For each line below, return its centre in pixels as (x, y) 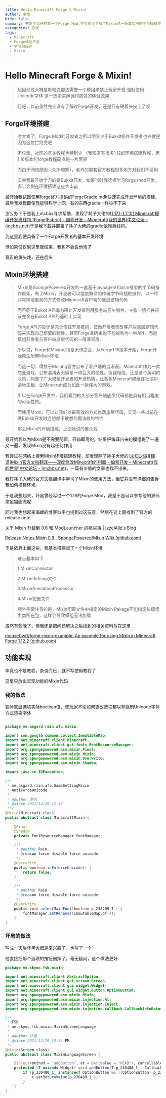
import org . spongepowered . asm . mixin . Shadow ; (52, 763)
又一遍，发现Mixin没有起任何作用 (39, 446)
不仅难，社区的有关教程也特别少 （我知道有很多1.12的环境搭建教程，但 (88, 153)
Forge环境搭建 (27, 123)
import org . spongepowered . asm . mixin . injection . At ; (58, 999)
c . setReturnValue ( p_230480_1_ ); (65, 1077)
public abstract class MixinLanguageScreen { (53, 1055)
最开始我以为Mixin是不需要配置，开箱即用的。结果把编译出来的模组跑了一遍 (82, 439)
